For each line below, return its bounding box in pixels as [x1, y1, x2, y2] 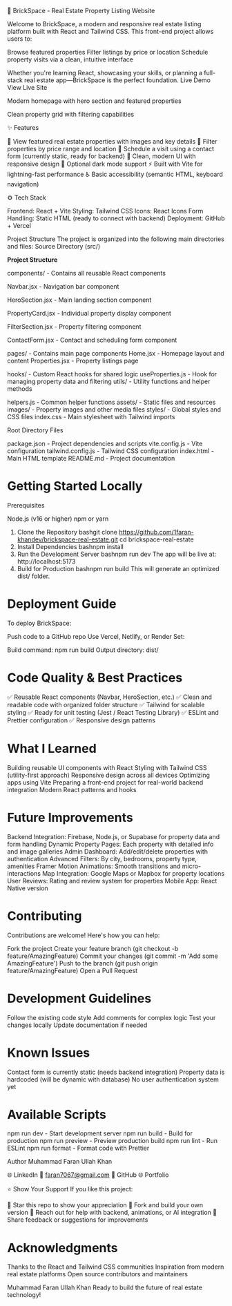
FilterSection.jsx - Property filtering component [7, 323, 142, 331]
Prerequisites [7, 501, 45, 509]
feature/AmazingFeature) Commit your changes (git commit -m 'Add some [7, 952, 219, 960]
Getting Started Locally [7, 479, 143, 494]
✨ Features [7, 124, 39, 131]
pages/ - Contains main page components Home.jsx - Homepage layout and [7, 349, 224, 357]
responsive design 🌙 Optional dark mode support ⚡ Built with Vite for [7, 160, 203, 168]
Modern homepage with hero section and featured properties [7, 97, 182, 105]
